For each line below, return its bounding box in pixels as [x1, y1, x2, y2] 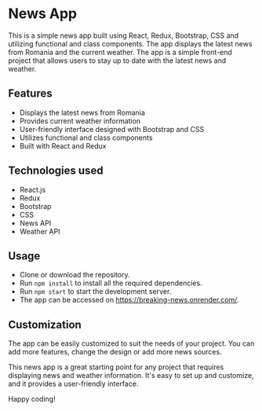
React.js [19, 185, 46, 194]
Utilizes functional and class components [19, 133, 153, 142]
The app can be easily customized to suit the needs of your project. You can [8, 339, 255, 348]
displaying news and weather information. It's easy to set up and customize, [8, 371, 254, 380]
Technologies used [8, 164, 104, 178]
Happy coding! [8, 394, 56, 404]
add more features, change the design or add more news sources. [8, 347, 222, 357]
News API [19, 218, 52, 228]
